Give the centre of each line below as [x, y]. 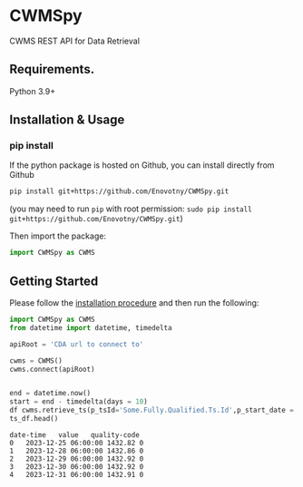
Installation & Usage [67, 120]
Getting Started [54, 281]
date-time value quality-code [75, 435]
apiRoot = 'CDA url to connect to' [77, 344]
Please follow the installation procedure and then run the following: [134, 303]
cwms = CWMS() [36, 360]
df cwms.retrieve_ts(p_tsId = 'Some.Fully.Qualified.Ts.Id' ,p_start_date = [152, 410]
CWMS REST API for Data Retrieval [75, 41]
